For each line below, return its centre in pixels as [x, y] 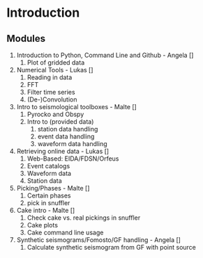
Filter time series [51, 92]
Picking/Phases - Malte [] [53, 188]
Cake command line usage [65, 232]
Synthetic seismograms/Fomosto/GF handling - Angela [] [98, 240]
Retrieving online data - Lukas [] [63, 151]
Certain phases [49, 195]
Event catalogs [48, 166]
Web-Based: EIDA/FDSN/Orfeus [73, 159]
